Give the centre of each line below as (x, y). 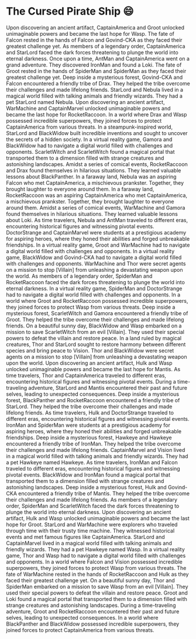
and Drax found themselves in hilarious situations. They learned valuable (94, 170)
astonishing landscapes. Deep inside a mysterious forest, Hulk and (86, 487)
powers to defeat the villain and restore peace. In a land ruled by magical (94, 338)
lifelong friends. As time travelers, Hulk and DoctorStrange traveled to (90, 412)
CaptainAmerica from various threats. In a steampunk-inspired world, (90, 127)
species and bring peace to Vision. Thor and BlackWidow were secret (90, 350)
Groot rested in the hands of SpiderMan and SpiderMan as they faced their (96, 71)
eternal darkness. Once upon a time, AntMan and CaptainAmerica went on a (98, 58)
